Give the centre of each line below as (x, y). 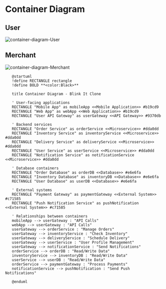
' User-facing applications (41, 103)
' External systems (32, 190)
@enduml (20, 282)
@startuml (22, 76)
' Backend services (32, 124)
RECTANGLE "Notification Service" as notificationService (73, 155)
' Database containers (35, 168)
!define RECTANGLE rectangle (42, 81)
